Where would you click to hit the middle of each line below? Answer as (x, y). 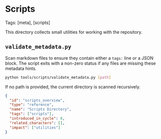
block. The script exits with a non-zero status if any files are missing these (80, 63)
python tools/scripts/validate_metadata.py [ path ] (58, 77)
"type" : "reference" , (32, 105)
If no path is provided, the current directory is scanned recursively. (73, 87)
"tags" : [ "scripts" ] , (32, 114)
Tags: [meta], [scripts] (28, 23)
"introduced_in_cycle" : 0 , (37, 118)
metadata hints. (21, 68)
